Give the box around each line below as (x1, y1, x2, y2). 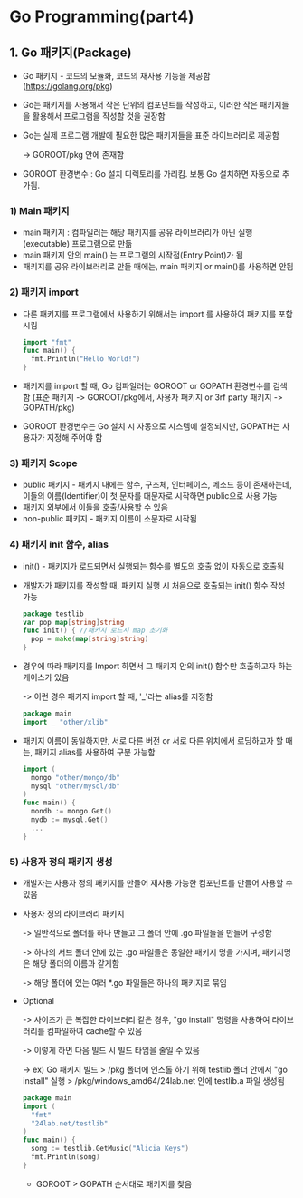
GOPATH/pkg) (22, 402, 75, 414)
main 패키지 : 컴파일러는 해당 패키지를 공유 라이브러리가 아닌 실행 (22, 227, 253, 238)
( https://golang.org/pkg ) (22, 81, 113, 92)
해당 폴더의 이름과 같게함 (32, 958, 120, 969)
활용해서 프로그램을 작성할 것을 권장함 (32, 111, 166, 122)
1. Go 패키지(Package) (9, 44, 132, 60)
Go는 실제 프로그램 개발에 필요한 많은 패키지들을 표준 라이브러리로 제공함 (22, 130, 280, 141)
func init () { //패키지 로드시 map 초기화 (22, 626, 168, 636)
